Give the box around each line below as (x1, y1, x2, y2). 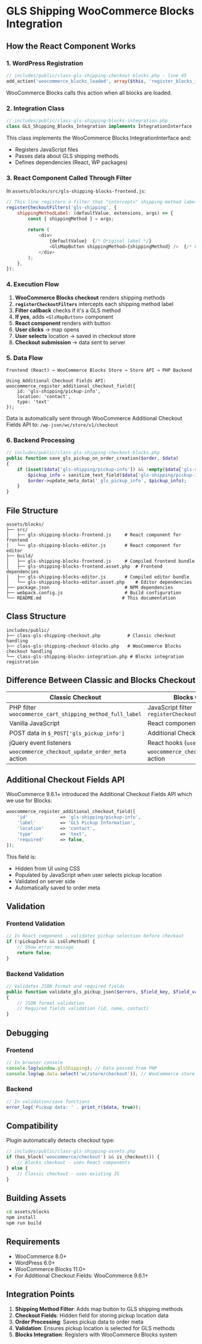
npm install (6, 1215, 36, 1221)
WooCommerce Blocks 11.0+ (14, 1265, 86, 1272)
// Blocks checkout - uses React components (17, 1159, 130, 1166)
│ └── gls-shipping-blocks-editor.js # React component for (6, 542, 182, 548)
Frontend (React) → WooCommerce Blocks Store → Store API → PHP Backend (6, 367, 192, 373)
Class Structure (6, 612, 66, 622)
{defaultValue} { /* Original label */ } (49, 238, 152, 244)
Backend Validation (6, 969, 64, 978)
